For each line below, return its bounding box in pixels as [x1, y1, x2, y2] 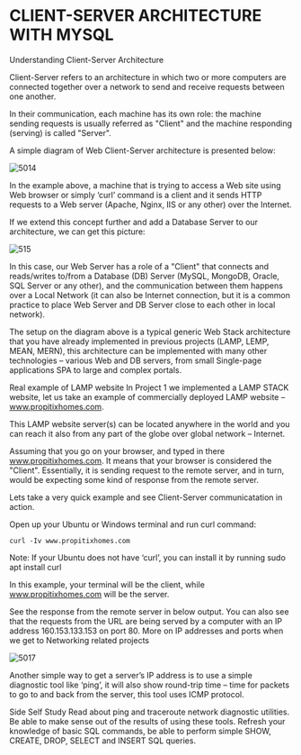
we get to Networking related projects [9, 634, 150, 645]
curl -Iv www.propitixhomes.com [9, 536, 130, 545]
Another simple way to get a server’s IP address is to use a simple [9, 669, 253, 680]
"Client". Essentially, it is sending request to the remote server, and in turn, [9, 465, 285, 476]
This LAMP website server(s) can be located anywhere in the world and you [9, 418, 290, 429]
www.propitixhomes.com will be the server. [9, 588, 170, 599]
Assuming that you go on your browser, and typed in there [9, 445, 226, 456]
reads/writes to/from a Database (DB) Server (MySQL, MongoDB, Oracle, [9, 270, 280, 281]
